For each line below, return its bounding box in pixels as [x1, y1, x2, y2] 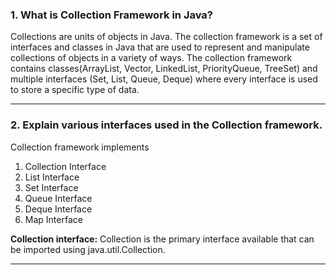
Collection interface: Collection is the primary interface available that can [10, 233, 315, 245]
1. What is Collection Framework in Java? [10, 8, 214, 22]
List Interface [24, 171, 80, 183]
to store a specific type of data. [10, 84, 140, 96]
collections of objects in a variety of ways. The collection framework [10, 52, 293, 64]
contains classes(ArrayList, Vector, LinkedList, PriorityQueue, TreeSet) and [10, 63, 318, 75]
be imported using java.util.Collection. [10, 243, 166, 255]
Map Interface [24, 213, 83, 225]
